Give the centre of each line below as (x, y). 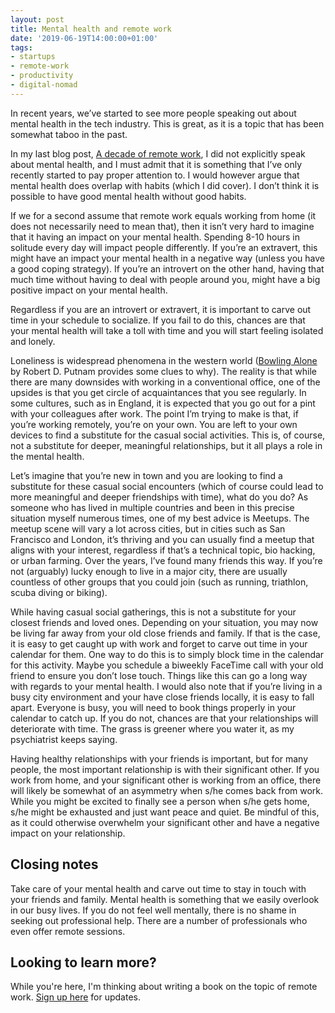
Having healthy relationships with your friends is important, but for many (159, 758)
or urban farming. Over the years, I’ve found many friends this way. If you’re (166, 560)
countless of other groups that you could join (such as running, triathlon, (159, 582)
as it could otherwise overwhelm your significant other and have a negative (165, 822)
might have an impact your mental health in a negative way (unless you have (168, 258)
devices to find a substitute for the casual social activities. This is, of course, (168, 435)
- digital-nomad (44, 85)
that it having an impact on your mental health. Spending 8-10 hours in (155, 237)
